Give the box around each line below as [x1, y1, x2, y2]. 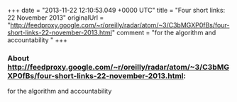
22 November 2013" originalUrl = [7, 13, 104, 22]
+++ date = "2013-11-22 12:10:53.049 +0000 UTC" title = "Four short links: [7, 6, 226, 14]
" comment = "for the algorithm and [111, 28, 216, 37]
